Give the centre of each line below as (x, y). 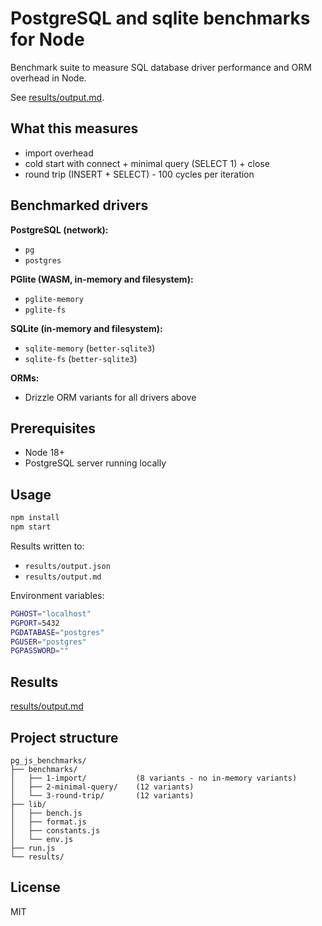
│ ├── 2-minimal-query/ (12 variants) (102, 787)
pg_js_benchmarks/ (48, 760)
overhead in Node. (48, 78)
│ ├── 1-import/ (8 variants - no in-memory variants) (154, 778)
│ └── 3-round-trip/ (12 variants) (102, 795)
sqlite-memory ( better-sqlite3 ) (90, 348)
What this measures (74, 128)
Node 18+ (45, 453)
